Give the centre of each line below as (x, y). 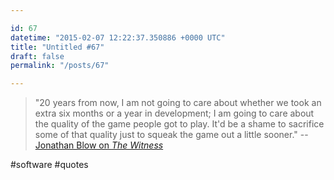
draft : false (37, 56)
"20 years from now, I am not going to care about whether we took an (178, 103)
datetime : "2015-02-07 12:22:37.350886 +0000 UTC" (118, 37)
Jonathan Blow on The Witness (99, 145)
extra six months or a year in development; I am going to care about (174, 113)
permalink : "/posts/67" (60, 66)
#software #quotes (49, 165)
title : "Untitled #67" (57, 47)
